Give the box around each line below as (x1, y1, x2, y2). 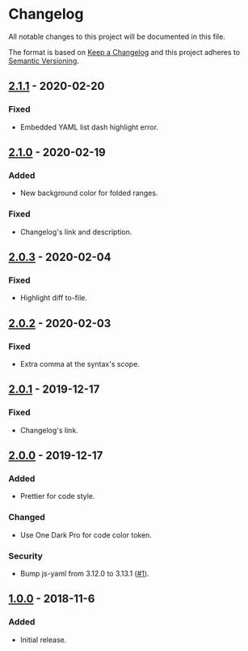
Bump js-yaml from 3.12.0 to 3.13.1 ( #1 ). (19, 568, 149, 578)
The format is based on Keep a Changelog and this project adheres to (8, 47, 241, 57)
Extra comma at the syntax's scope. (19, 359, 140, 368)
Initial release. (19, 635, 67, 645)
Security (8, 550, 43, 561)
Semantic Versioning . (8, 56, 79, 66)
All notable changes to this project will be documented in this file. (8, 32, 226, 41)
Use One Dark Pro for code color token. (19, 530, 152, 539)
